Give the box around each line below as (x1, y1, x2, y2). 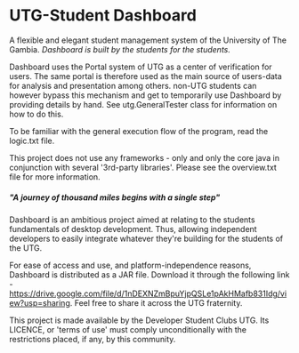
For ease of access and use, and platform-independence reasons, (9, 260, 252, 270)
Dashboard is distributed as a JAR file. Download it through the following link (9, 269, 290, 280)
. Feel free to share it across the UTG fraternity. (69, 297, 243, 308)
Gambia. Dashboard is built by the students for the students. (9, 44, 231, 54)
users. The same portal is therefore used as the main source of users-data (9, 70, 282, 81)
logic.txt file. (9, 135, 55, 146)
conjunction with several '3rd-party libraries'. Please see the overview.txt (9, 162, 278, 172)
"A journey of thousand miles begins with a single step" (9, 192, 221, 203)
